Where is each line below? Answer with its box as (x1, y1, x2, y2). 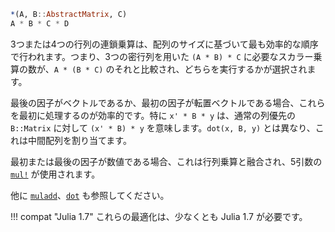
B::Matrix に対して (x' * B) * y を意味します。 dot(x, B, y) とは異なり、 (10, 121, 316, 134)
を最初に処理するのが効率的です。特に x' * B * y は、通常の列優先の (10, 109, 297, 121)
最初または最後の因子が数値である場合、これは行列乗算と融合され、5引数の (10, 155, 323, 167)
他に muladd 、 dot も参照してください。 (10, 189, 170, 201)
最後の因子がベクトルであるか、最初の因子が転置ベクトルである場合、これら (10, 96, 326, 109)
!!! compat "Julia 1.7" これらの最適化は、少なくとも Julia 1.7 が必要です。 (10, 210, 308, 222)
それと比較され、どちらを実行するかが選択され (114, 63, 308, 75)
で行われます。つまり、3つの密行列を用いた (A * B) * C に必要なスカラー (10, 50, 314, 62)
